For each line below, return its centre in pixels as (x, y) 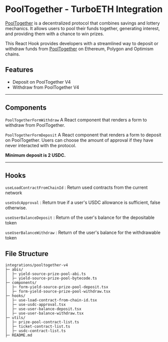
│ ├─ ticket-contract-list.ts (38, 326)
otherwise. (16, 208)
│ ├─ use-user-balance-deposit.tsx (43, 309)
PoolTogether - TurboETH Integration (84, 9)
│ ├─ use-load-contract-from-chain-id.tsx (51, 300)
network (14, 193)
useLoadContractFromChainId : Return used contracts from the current (76, 188)
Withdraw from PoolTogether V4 (46, 87)
